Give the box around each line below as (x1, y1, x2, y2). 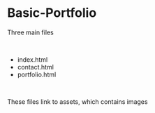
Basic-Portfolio (7, 5, 97, 21)
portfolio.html (17, 70, 57, 79)
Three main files (7, 28, 54, 36)
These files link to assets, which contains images (7, 97, 148, 106)
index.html (17, 55, 48, 64)
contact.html (17, 62, 54, 71)
